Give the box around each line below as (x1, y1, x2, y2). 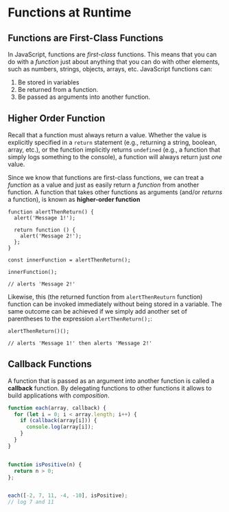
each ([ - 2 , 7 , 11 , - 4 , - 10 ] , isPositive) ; (8, 492, 128, 499)
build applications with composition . (8, 391, 110, 399)
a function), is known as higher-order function (8, 195, 141, 203)
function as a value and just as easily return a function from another (8, 181, 200, 189)
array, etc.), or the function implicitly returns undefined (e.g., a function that (8, 146, 220, 154)
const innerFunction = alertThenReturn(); (8, 256, 131, 264)
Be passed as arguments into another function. (17, 93, 151, 101)
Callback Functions (8, 358, 92, 370)
